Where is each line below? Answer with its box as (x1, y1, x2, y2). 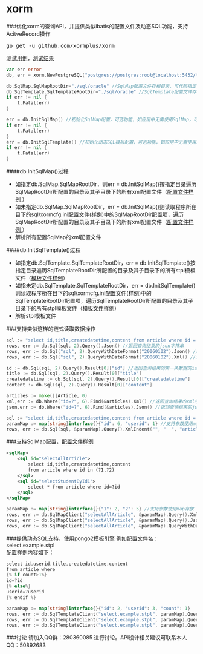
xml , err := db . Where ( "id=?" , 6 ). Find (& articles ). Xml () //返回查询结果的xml (6, 398, 195, 405)
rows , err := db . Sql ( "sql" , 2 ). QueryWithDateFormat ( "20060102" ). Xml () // (6, 354, 196, 360)
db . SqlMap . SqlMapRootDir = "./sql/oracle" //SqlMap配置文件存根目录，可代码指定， (6, 83, 201, 89)
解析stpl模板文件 (14, 312, 56, 320)
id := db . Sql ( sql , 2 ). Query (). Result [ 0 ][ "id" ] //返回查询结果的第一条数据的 (6, 365, 192, 371)
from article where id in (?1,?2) (28, 467, 115, 473)
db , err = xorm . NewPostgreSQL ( (6, 72, 85, 78)
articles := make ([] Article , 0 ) (6, 393, 88, 399)
